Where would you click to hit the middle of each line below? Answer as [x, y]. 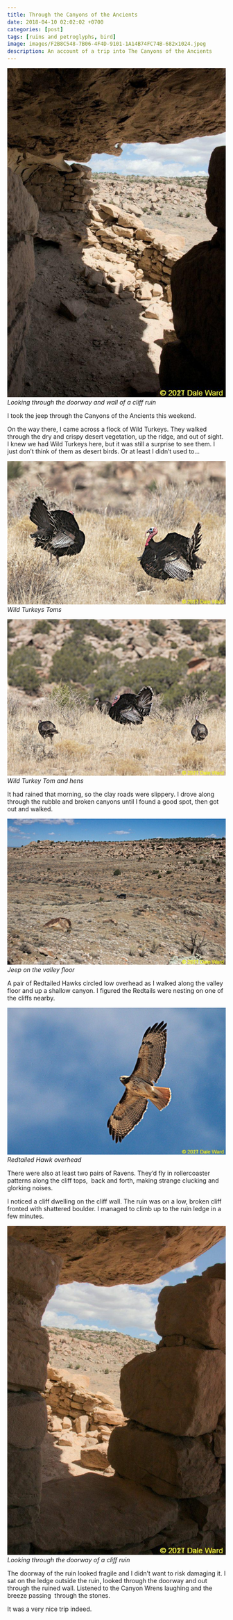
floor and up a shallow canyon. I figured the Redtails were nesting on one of [115, 990]
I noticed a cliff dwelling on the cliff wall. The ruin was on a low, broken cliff [114, 1201]
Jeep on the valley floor [41, 969]
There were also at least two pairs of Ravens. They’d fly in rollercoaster [109, 1173]
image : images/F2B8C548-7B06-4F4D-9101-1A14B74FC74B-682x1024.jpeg [107, 44]
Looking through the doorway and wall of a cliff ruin [81, 402]
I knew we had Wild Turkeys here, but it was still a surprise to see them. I [111, 444]
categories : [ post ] [35, 29]
